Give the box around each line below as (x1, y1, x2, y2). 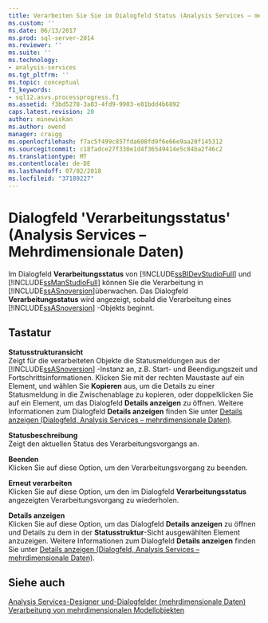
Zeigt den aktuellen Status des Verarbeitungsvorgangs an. (8, 439, 199, 449)
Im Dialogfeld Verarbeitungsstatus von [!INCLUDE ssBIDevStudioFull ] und (8, 268, 251, 279)
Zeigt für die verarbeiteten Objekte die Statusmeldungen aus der (8, 355, 221, 365)
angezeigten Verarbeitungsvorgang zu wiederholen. (8, 495, 179, 504)
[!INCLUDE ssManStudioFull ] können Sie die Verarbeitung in (8, 277, 203, 287)
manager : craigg (8, 130, 62, 138)
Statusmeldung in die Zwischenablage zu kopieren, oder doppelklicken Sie (8, 390, 254, 399)
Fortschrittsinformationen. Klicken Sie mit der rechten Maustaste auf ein (8, 372, 245, 382)
